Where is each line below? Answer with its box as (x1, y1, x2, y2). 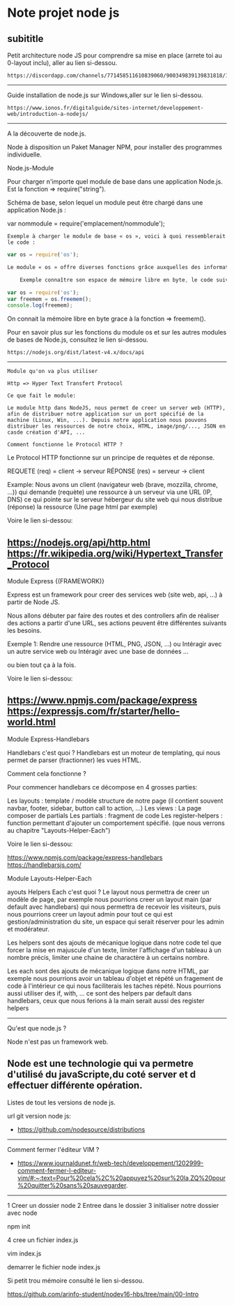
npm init (7, 1222, 31, 1230)
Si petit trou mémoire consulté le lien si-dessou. (7, 1276, 144, 1285)
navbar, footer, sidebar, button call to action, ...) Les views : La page (7, 803, 202, 812)
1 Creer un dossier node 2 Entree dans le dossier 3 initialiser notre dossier (7, 1201, 219, 1209)
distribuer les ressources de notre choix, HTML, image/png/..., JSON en (7, 423, 226, 430)
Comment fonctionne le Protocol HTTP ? (7, 442, 123, 449)
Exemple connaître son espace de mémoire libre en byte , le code (19, 276, 214, 284)
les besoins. (7, 627, 42, 635)
